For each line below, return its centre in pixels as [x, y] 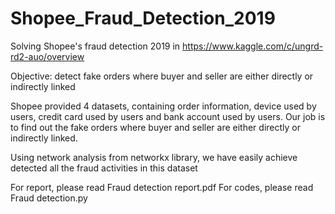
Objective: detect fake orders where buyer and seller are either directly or [162, 76]
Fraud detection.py [49, 198]
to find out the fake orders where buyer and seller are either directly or [155, 127]
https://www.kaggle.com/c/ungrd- [253, 46]
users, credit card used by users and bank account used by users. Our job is [168, 116]
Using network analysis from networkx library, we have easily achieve [154, 157]
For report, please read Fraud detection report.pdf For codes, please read [162, 187]
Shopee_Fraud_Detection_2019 [143, 18]
